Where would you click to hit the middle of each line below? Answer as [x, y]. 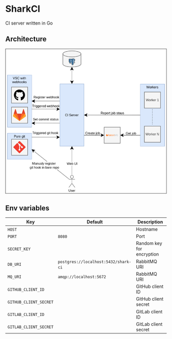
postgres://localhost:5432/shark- [95, 262]
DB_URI [14, 265]
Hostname [147, 229]
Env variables [27, 208]
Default [95, 222]
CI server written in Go [29, 23]
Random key [149, 243]
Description [150, 222]
